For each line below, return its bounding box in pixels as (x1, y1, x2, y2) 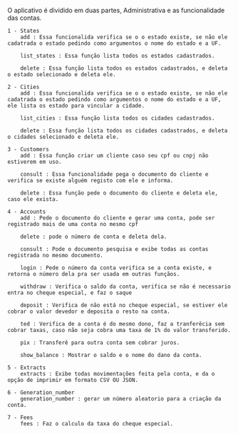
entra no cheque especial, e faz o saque (7, 289, 133, 296)
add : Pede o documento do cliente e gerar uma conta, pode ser (20, 215, 215, 222)
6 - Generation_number (7, 389, 75, 396)
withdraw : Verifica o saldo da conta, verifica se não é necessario (20, 283, 232, 290)
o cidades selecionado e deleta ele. (7, 133, 120, 140)
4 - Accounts (7, 208, 46, 215)
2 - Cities (7, 83, 40, 91)
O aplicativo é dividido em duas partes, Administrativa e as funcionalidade (7, 6, 225, 14)
